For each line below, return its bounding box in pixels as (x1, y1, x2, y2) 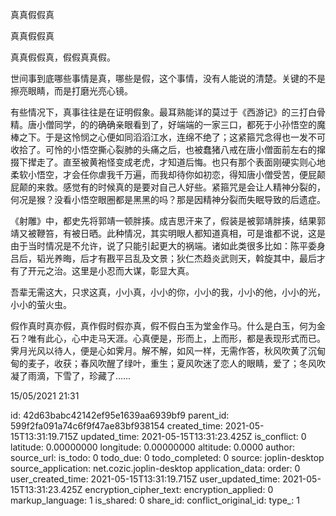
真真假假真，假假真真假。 (10, 51, 116, 63)
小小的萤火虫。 (10, 299, 72, 310)
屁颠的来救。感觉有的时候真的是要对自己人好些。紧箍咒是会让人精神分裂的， (10, 181, 326, 193)
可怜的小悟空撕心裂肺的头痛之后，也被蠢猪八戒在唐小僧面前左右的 (44, 144, 317, 155)
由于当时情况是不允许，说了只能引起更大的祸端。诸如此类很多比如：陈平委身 (10, 240, 326, 252)
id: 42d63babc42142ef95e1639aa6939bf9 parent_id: (10, 409, 230, 421)
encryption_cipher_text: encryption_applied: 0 (84, 484, 274, 495)
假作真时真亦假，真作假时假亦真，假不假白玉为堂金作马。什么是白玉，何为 (10, 320, 317, 332)
